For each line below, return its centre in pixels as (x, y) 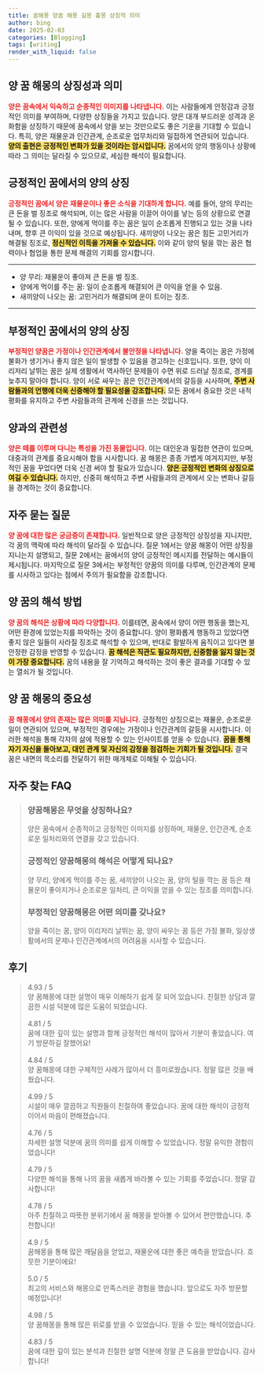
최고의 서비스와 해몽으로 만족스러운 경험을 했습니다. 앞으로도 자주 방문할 (137, 1288)
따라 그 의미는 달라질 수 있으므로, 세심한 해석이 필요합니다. (97, 155)
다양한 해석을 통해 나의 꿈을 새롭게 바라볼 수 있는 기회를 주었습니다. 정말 (137, 1178)
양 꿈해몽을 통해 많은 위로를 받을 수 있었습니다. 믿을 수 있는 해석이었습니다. (141, 1324)
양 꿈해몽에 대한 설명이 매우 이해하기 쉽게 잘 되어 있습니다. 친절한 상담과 (137, 996)
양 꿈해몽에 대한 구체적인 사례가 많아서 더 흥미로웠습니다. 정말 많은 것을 (136, 1069)
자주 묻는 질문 (39, 515)
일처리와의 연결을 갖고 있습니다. (90, 839)
